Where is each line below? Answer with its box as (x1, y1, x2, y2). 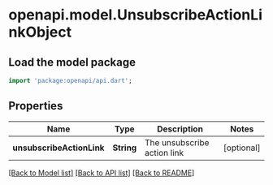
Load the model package (8, 55, 136, 69)
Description (157, 123, 203, 135)
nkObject (8, 23, 71, 41)
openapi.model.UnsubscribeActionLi (8, 6, 262, 24)
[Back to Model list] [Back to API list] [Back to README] (8, 168, 195, 178)
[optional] (223, 142, 261, 153)
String (112, 142, 137, 153)
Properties (8, 99, 63, 113)
